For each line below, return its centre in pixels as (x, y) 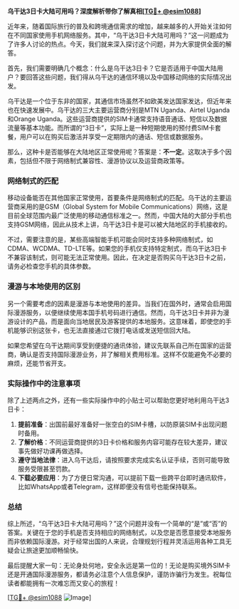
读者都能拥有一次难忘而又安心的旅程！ (63, 583)
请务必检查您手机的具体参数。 (51, 266)
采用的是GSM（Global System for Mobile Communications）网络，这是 (124, 207)
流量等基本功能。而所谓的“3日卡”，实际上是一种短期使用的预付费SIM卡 (111, 128)
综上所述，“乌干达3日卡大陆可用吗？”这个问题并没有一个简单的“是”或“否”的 (117, 524)
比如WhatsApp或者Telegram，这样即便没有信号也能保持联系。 (109, 486)
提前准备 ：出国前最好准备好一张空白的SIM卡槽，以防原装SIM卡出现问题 (122, 424)
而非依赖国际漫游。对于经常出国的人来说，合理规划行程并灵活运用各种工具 (116, 541)
